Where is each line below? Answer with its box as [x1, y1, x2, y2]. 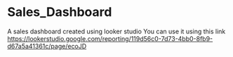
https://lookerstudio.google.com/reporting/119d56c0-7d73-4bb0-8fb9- [7, 34, 213, 42]
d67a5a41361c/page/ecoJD [7, 42, 87, 50]
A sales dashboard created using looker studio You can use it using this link [7, 27, 226, 35]
